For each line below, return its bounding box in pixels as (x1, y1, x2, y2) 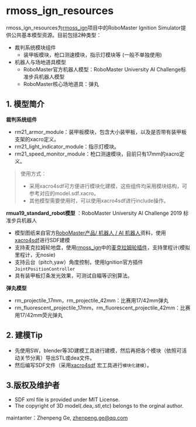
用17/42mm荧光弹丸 (14, 311, 63, 318)
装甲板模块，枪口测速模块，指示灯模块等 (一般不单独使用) (23, 51, 162, 58)
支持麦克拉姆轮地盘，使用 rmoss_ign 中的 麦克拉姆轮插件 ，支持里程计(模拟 (14, 244, 190, 251)
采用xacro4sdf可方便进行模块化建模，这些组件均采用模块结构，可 (29, 182, 187, 190)
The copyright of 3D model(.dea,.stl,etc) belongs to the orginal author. (14, 402, 184, 409)
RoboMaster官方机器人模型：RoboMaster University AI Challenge (23, 66, 181, 73)
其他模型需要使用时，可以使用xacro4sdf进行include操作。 (29, 197, 169, 204)
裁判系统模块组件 (14, 44, 56, 51)
